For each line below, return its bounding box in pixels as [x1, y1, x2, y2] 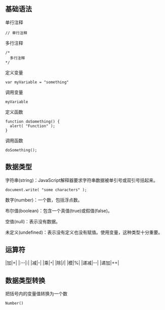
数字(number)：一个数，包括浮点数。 [5, 197, 82, 203]
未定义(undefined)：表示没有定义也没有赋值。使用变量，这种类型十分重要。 [5, 229, 163, 235]
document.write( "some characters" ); [5, 187, 87, 192]
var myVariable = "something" [5, 79, 69, 85]
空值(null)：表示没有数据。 [5, 218, 61, 225]
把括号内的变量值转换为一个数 [5, 291, 67, 297]
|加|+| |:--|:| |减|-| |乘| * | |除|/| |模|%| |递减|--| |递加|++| [5, 260, 119, 266]
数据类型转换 [5, 276, 46, 285]
